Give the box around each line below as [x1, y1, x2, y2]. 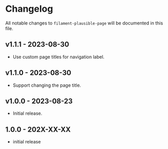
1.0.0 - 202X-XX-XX [5, 125, 71, 134]
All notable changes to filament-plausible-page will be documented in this [5, 20, 163, 26]
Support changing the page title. [12, 82, 81, 88]
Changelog [5, 3, 53, 15]
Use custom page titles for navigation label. [12, 54, 105, 60]
